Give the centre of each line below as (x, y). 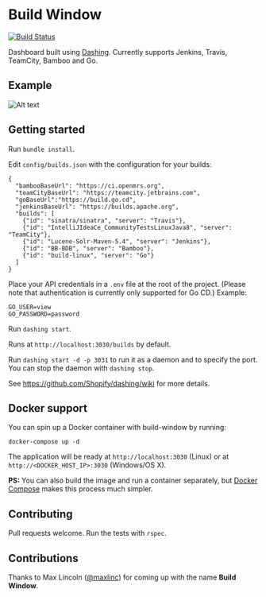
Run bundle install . (42, 149)
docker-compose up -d (44, 442)
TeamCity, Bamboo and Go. (53, 60)
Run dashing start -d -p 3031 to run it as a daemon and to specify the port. (133, 359)
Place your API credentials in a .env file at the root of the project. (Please (127, 284)
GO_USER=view (30, 307)
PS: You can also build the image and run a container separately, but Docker (133, 481)
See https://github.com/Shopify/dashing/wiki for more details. (109, 383)
